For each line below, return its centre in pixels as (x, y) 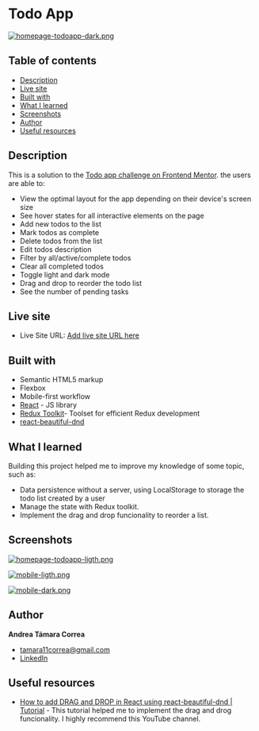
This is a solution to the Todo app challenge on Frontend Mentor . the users (129, 175)
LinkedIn (34, 658)
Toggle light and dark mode (65, 274)
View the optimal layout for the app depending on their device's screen (135, 199)
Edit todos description (55, 249)
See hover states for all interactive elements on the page (112, 215)
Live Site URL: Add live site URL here (80, 335)
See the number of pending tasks (74, 292)
